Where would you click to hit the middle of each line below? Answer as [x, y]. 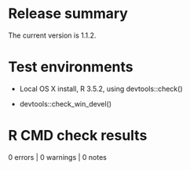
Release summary [68, 14]
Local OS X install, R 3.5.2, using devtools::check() [101, 89]
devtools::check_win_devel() [66, 103]
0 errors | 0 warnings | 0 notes [58, 157]
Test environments [71, 67]
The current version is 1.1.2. [52, 35]
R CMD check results [78, 136]
